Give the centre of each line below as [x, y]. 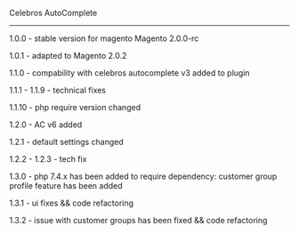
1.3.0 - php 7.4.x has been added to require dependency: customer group [143, 176]
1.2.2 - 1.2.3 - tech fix [48, 159]
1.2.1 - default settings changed [67, 142]
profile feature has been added [66, 186]
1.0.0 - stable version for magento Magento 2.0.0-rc [104, 38]
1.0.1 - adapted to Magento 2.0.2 [68, 56]
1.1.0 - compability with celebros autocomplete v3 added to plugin [130, 73]
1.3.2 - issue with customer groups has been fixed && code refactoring [138, 220]
